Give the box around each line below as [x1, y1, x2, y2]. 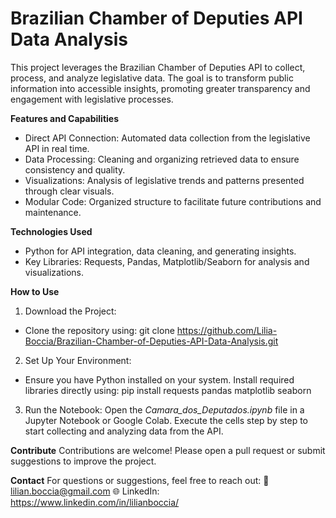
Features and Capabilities [10, 112, 119, 124]
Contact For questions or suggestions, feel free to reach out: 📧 [10, 474, 270, 486]
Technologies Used [10, 225, 93, 237]
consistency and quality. [24, 163, 126, 176]
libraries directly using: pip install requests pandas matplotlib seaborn [24, 384, 312, 396]
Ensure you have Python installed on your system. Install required [24, 373, 295, 386]
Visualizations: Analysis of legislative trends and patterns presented [24, 174, 305, 186]
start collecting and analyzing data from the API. [24, 425, 224, 437]
